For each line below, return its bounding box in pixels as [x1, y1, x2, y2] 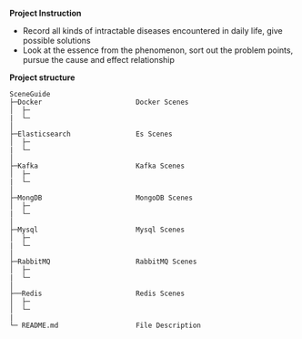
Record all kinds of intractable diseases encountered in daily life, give [22, 26, 284, 36]
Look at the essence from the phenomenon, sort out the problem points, [22, 45, 294, 56]
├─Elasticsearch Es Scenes [9, 129, 173, 139]
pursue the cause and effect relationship [22, 55, 176, 65]
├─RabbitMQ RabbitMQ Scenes [9, 257, 197, 266]
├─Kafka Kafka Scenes [9, 161, 185, 170]
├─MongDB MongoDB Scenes [9, 193, 194, 202]
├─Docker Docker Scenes [9, 98, 189, 107]
